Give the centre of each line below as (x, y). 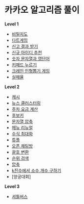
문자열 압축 (22, 121)
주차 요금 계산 (25, 109)
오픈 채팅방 (22, 146)
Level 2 (12, 87)
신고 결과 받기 (25, 46)
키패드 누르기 (24, 65)
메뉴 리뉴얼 (22, 127)
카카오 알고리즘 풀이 (42, 10)
